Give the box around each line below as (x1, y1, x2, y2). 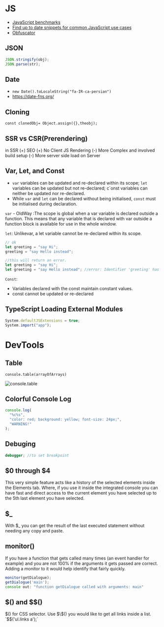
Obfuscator (12, 30, 36, 35)
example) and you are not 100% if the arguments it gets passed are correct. (5, 560, 158, 566)
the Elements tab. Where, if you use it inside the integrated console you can (5, 485, 158, 491)
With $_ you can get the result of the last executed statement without (5, 523, 145, 528)
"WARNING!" (9, 422, 32, 427)
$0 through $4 (5, 466, 51, 475)
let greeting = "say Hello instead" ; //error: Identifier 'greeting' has (5, 267, 160, 272)
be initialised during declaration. (12, 200, 78, 207)
